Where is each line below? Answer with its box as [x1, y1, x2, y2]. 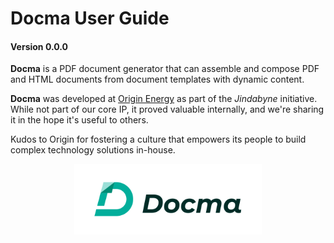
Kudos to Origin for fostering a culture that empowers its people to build [10, 133, 307, 146]
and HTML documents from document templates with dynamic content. [10, 73, 305, 86]
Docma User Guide [10, 7, 170, 30]
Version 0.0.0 [10, 40, 68, 52]
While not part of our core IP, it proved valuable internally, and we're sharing [10, 103, 325, 116]
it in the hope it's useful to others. [10, 114, 149, 126]
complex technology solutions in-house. [10, 144, 176, 156]
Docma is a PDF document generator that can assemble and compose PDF [10, 63, 320, 75]
